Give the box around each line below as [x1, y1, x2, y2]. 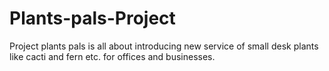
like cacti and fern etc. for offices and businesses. [9, 50, 216, 62]
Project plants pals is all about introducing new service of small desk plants [9, 40, 319, 52]
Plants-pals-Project [9, 7, 176, 30]
